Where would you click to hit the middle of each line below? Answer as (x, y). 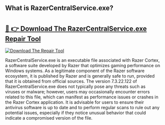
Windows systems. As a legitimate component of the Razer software (75, 71)
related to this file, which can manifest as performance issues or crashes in (82, 97)
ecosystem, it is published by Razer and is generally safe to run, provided (80, 76)
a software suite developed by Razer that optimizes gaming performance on (82, 65)
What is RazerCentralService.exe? (59, 8)
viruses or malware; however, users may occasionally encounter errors (78, 92)
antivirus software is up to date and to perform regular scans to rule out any (82, 107)
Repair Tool (23, 39)
